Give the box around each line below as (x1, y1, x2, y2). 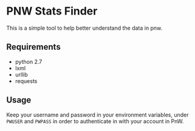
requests (15, 77, 38, 84)
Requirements (6, 42, 61, 52)
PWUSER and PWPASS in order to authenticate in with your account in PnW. (6, 117, 184, 125)
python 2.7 (15, 58, 43, 65)
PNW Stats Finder (6, 4, 98, 18)
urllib (15, 71, 29, 78)
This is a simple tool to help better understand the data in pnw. (6, 24, 163, 32)
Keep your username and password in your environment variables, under (6, 111, 189, 118)
